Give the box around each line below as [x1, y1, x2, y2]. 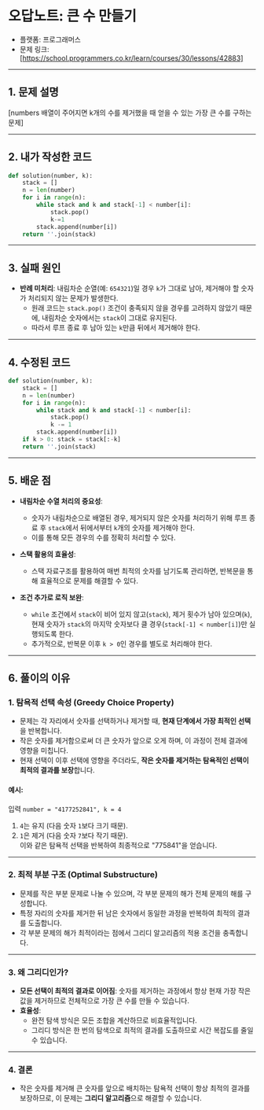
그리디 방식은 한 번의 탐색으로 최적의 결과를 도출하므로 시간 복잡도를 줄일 [31, 1026, 254, 1035]
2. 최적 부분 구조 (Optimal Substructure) [8, 869, 159, 880]
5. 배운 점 [8, 474, 51, 488]
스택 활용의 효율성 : [19, 549, 76, 559]
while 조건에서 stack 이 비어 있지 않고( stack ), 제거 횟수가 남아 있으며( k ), [31, 609, 253, 618]
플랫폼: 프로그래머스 [19, 35, 81, 44]
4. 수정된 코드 [8, 356, 71, 369]
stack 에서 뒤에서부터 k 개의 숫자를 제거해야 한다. [48, 522, 195, 532]
